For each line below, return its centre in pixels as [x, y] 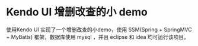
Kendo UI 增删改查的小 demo [77, 12]
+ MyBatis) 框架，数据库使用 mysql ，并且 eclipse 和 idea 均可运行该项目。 [98, 37]
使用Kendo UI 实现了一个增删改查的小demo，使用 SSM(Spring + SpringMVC [99, 29]
